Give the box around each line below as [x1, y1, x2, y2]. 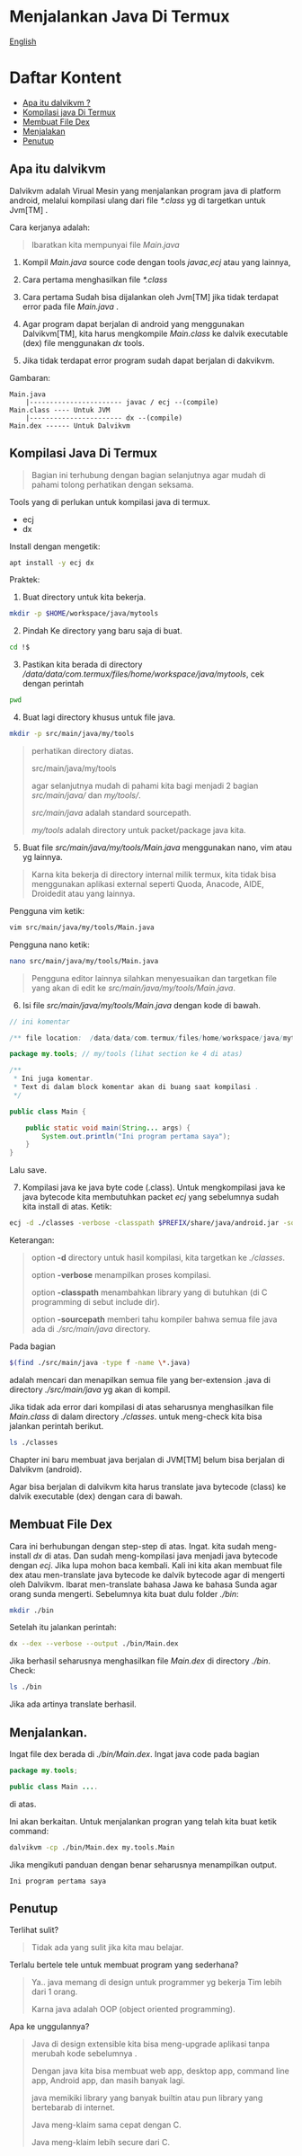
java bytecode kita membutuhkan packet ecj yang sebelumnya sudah [22, 1192, 280, 1202]
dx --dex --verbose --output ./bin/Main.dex [9, 1639, 179, 1648]
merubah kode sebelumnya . [31, 2048, 138, 2059]
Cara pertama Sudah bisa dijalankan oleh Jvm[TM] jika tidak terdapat [22, 291, 279, 302]
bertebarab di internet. [31, 2102, 115, 2113]
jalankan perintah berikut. [9, 1420, 104, 1431]
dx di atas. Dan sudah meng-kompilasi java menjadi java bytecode [32, 1550, 279, 1561]
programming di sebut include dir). [31, 1297, 160, 1307]
